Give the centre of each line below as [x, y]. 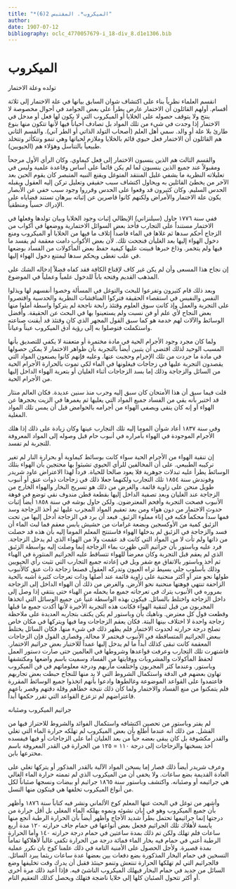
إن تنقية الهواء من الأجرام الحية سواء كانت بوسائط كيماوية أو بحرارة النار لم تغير [111, 457]
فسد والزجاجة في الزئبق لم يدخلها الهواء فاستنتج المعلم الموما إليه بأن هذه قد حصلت [118, 532]
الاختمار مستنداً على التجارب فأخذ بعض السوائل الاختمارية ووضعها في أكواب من [111, 226]
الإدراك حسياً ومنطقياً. [36, 205]
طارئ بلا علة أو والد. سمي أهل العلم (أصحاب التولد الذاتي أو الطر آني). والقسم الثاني [118, 132]
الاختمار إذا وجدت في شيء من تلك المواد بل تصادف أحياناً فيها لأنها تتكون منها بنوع [114, 124]
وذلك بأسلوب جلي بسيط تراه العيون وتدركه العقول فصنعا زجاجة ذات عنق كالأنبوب [114, 569]
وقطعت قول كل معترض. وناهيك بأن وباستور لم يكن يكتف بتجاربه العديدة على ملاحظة [118, 614]
